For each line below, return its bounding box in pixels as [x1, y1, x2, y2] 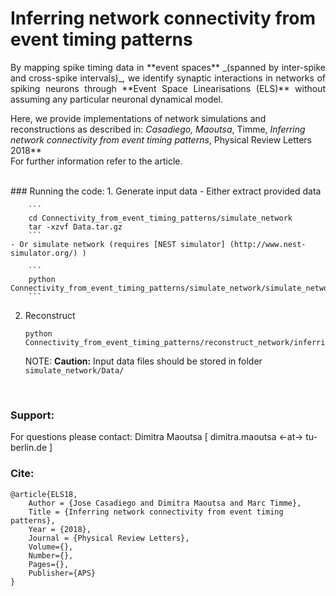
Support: [10, 408, 55, 422]
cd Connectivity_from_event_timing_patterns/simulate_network [28, 213, 293, 223]
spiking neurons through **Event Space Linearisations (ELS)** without [10, 82, 326, 94]
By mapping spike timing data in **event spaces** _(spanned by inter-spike [10, 61, 326, 73]
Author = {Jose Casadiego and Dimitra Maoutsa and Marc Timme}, [28, 498, 302, 508]
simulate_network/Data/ [24, 365, 125, 376]
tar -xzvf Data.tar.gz [28, 222, 123, 232]
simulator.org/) [10, 248, 78, 258]
